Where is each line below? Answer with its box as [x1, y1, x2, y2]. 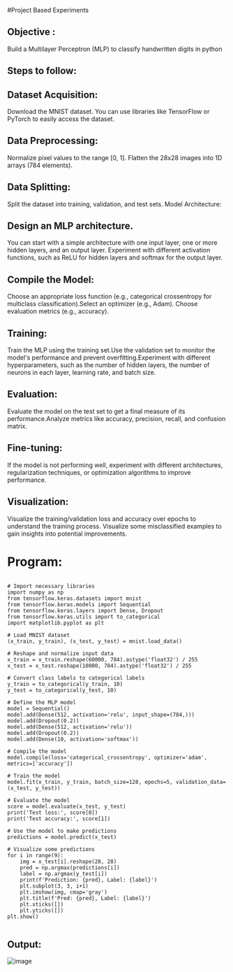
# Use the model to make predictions [7, 828, 117, 835]
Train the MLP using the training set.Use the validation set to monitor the [7, 346, 216, 355]
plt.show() [7, 913, 39, 920]
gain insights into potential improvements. [7, 529, 128, 538]
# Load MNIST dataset [7, 632, 70, 639]
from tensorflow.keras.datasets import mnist [7, 595, 142, 602]
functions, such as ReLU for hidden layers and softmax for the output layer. [7, 253, 223, 262]
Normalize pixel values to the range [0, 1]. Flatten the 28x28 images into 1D [7, 153, 223, 162]
